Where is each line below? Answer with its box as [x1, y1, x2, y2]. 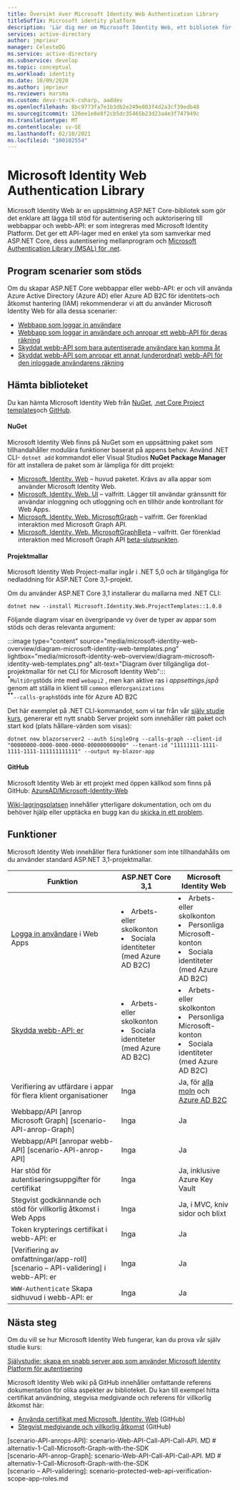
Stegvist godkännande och [11, 1195, 101, 1205]
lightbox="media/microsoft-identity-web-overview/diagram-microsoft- [7, 652, 216, 661]
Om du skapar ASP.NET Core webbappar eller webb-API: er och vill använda [7, 284, 233, 292]
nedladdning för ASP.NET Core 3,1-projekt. [7, 575, 134, 584]
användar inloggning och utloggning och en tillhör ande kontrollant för [17, 497, 224, 506]
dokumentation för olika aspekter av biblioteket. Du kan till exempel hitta [7, 1386, 220, 1394]
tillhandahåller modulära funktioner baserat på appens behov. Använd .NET [7, 446, 229, 455]
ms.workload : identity [7, 70, 75, 77]
